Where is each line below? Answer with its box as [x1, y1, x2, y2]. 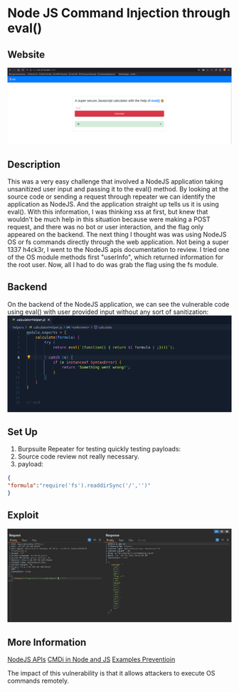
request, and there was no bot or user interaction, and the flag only [7, 223, 204, 231]
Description [7, 158, 60, 170]
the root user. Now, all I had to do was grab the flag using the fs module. [7, 261, 219, 269]
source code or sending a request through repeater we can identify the [7, 192, 216, 201]
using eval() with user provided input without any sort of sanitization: [7, 308, 208, 316]
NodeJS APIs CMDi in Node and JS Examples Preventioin [7, 655, 176, 664]
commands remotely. [7, 676, 70, 685]
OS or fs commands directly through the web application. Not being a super [7, 238, 229, 246]
